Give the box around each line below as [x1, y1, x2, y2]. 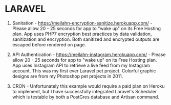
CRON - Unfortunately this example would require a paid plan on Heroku [12, 83, 165, 89]
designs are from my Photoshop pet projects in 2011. [12, 73, 123, 79]
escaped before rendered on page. [12, 41, 87, 47]
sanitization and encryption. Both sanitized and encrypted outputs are [12, 36, 160, 42]
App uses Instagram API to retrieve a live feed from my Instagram [12, 62, 151, 68]
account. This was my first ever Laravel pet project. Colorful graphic [12, 67, 157, 74]
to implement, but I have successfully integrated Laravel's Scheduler [12, 88, 157, 94]
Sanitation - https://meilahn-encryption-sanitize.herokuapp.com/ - [12, 20, 153, 26]
